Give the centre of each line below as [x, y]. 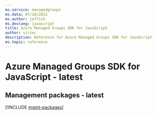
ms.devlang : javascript [30, 24]
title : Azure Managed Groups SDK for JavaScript [56, 28]
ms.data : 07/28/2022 [27, 14]
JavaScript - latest [44, 77]
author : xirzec [21, 33]
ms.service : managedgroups [33, 10]
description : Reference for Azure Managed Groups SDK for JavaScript [79, 38]
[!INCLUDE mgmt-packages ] [34, 107]
